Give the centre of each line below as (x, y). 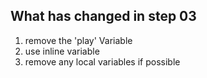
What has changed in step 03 (103, 16)
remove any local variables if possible (102, 61)
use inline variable (62, 51)
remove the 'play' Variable (78, 40)
